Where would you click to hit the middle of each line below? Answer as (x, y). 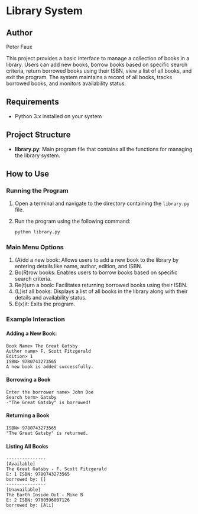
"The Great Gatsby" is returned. (47, 433)
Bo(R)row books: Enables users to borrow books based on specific (96, 272)
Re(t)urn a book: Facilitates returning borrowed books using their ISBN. (101, 285)
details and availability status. (51, 298)
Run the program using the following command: (73, 221)
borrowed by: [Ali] (30, 505)
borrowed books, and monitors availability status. (66, 83)
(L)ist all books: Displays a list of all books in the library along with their (101, 291)
